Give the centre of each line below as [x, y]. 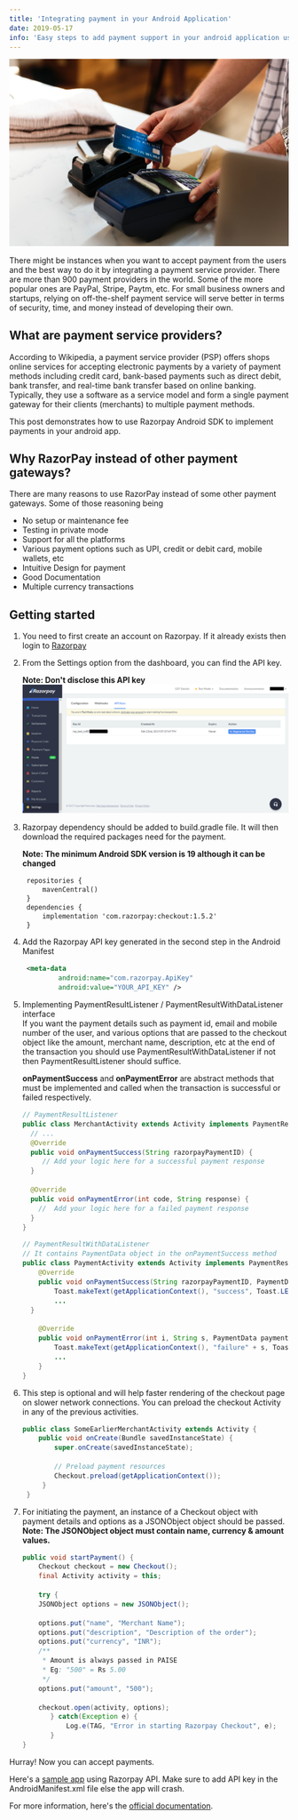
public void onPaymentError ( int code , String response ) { [140, 1199]
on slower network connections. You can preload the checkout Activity [151, 1402]
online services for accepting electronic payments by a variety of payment [145, 366]
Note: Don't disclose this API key [84, 680]
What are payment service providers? [116, 336]
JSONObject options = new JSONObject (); [114, 1604]
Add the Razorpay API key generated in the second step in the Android [151, 942]
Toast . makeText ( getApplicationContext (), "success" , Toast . [168, 1291]
